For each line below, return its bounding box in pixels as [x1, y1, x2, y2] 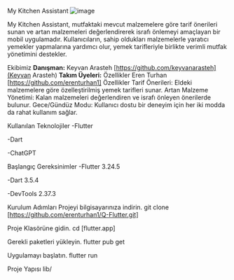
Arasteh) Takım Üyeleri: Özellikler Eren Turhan [32, 71, 167, 79]
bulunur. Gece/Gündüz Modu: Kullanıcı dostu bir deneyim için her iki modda [7, 101, 226, 108]
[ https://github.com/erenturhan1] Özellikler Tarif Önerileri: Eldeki [7, 78, 193, 87]
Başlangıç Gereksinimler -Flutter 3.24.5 [7, 162, 121, 171]
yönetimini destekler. [7, 50, 68, 58]
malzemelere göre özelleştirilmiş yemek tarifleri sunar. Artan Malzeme [7, 86, 209, 94]
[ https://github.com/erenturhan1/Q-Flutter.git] [7, 211, 139, 218]
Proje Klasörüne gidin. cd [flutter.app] [7, 224, 116, 232]
